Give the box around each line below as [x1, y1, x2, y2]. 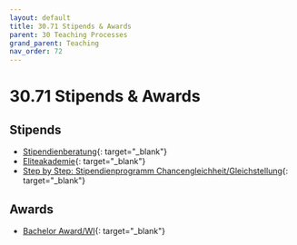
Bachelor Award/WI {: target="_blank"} [22, 225, 166, 236]
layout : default [9, 13, 71, 23]
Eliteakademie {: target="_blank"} [22, 156, 146, 167]
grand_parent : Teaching [9, 38, 100, 48]
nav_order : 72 [9, 47, 64, 56]
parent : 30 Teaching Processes [9, 30, 128, 39]
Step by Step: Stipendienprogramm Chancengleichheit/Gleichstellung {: [22, 165, 289, 177]
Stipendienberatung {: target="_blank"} [22, 146, 168, 157]
